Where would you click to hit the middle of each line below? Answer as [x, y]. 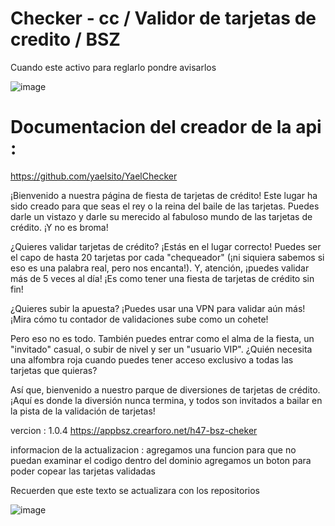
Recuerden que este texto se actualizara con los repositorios [135, 490]
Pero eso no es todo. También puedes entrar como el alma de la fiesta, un [162, 338]
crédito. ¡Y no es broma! [59, 227]
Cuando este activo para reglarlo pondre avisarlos [113, 67]
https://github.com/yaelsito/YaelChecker [94, 176]
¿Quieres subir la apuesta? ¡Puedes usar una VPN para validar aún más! [158, 308]
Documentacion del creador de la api [166, 127]
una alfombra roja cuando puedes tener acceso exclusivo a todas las [152, 359]
